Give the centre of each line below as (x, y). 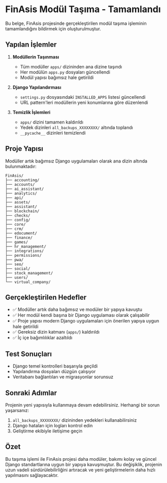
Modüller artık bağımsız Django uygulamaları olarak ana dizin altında (76, 161)
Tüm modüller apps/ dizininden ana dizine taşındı (71, 66)
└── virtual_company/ (28, 282)
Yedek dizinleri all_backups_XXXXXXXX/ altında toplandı (76, 127)
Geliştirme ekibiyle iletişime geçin (47, 431)
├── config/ (18, 220)
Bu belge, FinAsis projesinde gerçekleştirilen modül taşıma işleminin (76, 23)
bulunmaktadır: (21, 166)
